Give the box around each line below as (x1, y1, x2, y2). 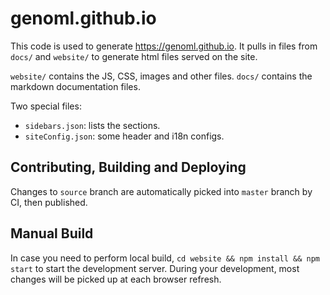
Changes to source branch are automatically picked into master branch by (10, 185, 313, 197)
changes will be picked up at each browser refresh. (10, 273, 222, 285)
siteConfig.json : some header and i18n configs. (24, 130, 225, 142)
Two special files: (10, 100, 82, 112)
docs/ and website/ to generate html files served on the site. (10, 50, 258, 62)
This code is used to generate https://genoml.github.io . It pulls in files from (10, 40, 318, 52)
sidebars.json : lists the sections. (24, 119, 161, 131)
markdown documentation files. (10, 80, 141, 92)
